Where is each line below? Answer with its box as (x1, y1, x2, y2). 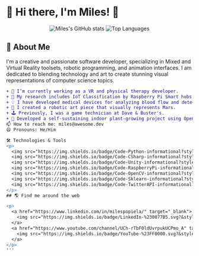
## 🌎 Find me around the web (6, 193, 80, 199)
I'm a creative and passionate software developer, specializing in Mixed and (6, 57, 191, 65)
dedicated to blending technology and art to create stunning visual (6, 71, 169, 78)
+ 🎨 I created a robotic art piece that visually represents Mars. (6, 105, 176, 111)
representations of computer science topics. (6, 76, 114, 84)
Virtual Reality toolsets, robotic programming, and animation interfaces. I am (6, 64, 192, 71)
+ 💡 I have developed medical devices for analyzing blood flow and (6, 99, 179, 105)
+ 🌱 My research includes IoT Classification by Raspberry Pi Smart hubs (6, 94, 192, 100)
